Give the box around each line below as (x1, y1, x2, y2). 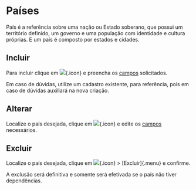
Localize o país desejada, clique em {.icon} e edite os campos (6, 120, 162, 127)
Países (6, 4, 39, 18)
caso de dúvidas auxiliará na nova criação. (6, 87, 110, 94)
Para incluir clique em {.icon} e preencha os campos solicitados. (6, 69, 168, 76)
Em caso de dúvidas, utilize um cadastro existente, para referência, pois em (6, 80, 190, 87)
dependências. (6, 177, 42, 184)
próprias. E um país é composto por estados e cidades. (6, 36, 140, 43)
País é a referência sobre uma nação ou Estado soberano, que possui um (6, 23, 183, 30)
